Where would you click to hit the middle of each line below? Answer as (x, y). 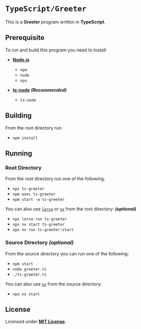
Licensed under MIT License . (36, 321)
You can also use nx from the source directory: (54, 284)
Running (19, 153)
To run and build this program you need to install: (56, 50)
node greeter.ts (29, 269)
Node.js (21, 60)
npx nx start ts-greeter (39, 225)
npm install (25, 138)
